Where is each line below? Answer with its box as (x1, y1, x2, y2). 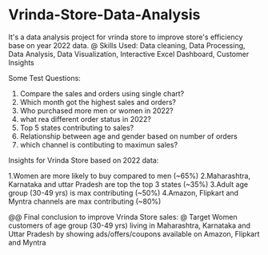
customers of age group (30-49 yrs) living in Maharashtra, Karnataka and (8, 221, 250, 230)
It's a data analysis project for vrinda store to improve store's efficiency (8, 32, 243, 42)
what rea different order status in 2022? (19, 114, 152, 123)
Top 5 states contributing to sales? (19, 123, 134, 132)
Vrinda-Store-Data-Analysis (8, 6, 201, 24)
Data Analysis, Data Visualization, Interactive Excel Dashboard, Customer (8, 49, 250, 59)
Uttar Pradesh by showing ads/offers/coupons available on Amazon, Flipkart (8, 229, 260, 238)
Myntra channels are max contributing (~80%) (8, 196, 162, 206)
